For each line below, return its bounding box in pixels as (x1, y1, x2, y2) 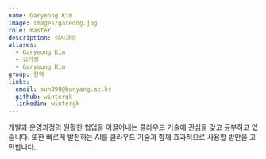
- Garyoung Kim (15, 63, 66, 71)
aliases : (8, 41, 37, 49)
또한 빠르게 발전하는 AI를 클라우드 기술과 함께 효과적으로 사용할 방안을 (31, 132, 248, 142)
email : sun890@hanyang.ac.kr (15, 85, 112, 93)
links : (8, 78, 30, 85)
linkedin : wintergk (15, 100, 80, 108)
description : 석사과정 (8, 33, 77, 42)
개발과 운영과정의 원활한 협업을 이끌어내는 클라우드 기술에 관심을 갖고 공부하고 (8, 123, 250, 132)
